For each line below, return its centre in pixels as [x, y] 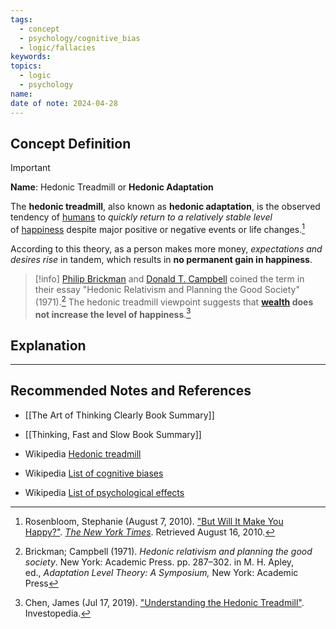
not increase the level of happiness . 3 [113, 313]
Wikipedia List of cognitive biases [94, 473]
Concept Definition [71, 143]
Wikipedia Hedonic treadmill [83, 453]
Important [30, 168]
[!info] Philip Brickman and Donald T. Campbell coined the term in [169, 278]
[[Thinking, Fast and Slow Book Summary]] [113, 434]
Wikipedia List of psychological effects [104, 492]
